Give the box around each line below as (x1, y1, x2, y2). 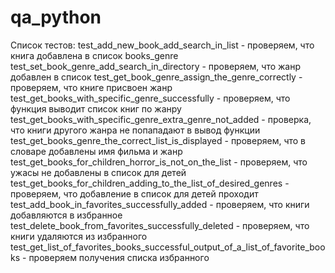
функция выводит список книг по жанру (10, 102, 182, 115)
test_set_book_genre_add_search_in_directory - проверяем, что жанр (10, 60, 302, 72)
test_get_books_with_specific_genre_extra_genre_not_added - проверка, (10, 113, 312, 125)
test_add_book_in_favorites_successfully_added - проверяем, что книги (10, 198, 310, 210)
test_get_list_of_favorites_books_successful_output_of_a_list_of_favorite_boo (10, 241, 326, 253)
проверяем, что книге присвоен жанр (10, 81, 173, 93)
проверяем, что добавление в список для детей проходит (10, 187, 259, 200)
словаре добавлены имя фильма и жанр (10, 145, 183, 157)
